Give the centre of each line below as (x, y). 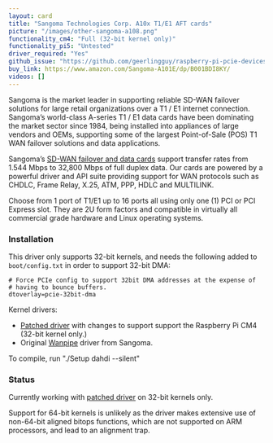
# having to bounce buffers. (58, 287)
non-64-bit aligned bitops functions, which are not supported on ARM (125, 422)
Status (22, 379)
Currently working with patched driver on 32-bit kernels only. (111, 397)
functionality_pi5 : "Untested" (61, 46)
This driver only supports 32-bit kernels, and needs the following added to (133, 257)
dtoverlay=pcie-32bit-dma (52, 294)
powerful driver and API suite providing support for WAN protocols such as (134, 176)
